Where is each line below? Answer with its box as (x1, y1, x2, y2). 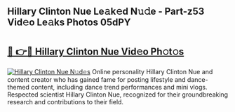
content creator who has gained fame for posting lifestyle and (7, 76, 186, 83)
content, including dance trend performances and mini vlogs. (30, 83, 208, 91)
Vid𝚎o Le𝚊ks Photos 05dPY (7, 17, 131, 29)
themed (7, 83, 30, 91)
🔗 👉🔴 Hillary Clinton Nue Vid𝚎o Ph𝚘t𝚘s (7, 45, 184, 57)
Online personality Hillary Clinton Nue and (92, 68, 213, 76)
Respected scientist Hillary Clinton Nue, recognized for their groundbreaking (7, 90, 229, 99)
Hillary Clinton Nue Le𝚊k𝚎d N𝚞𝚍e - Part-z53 (7, 6, 205, 17)
